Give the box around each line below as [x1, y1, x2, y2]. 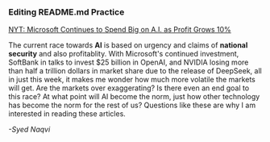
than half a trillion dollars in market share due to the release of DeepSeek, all [8, 66, 262, 76]
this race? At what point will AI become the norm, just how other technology [8, 92, 260, 102]
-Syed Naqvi [8, 124, 51, 135]
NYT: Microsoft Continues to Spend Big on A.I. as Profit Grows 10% [8, 25, 231, 35]
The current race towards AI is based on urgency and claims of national [8, 40, 248, 50]
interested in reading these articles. [8, 109, 127, 119]
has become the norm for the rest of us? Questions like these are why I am [8, 100, 256, 111]
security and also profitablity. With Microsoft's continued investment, [8, 49, 239, 59]
